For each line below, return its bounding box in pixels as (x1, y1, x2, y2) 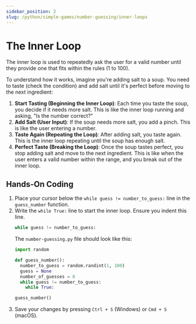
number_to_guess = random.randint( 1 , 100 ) (20, 262, 125, 268)
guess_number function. (14, 201, 70, 208)
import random (14, 247, 49, 253)
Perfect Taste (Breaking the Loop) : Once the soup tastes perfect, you (14, 144, 184, 151)
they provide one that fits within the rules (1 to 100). (6, 65, 130, 72)
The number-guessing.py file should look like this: (14, 236, 133, 243)
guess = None (20, 268, 52, 274)
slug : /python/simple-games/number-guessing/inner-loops (6, 14, 148, 20)
